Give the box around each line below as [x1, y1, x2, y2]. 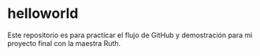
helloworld [7, 5, 79, 23]
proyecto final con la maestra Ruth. [7, 38, 121, 47]
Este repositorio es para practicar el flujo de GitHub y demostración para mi [7, 30, 253, 40]
